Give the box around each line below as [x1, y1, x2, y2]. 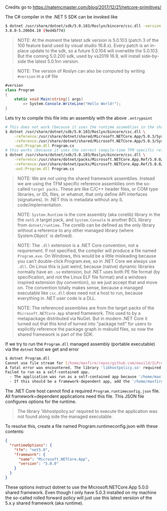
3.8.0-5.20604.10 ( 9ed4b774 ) [5, 28, 66, 33]
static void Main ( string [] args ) [14, 97, 83, 102]
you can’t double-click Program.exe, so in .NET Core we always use [17, 258, 157, 264]
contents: [5, 428, 25, 434]
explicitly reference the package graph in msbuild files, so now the [17, 326, 154, 332]
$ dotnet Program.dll [5, 356, 50, 361]
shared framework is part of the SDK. [17, 331, 94, 337]
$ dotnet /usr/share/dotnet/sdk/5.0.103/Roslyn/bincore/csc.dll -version [5, 23, 162, 28]
